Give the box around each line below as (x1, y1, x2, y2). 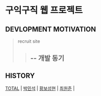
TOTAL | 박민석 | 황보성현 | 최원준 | (5, 85, 75, 91)
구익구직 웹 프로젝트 (5, 5, 83, 16)
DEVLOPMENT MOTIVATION (5, 25, 96, 33)
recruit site (17, 38, 40, 44)
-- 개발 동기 (30, 54, 65, 63)
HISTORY (5, 71, 35, 80)
